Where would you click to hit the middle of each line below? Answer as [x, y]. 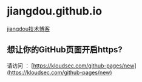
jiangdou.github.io [55, 11]
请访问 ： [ [20, 66]
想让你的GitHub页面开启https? [65, 50]
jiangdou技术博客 [29, 29]
